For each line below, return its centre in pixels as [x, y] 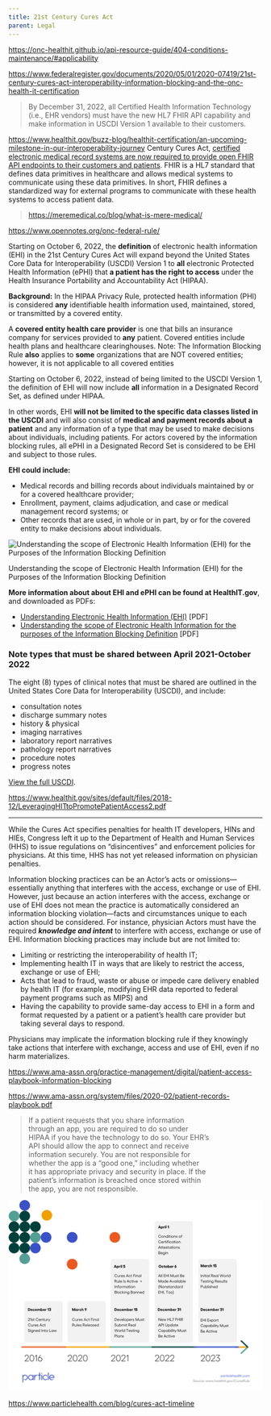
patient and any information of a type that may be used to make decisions [131, 428]
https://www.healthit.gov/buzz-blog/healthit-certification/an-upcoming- [128, 139]
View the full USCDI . [42, 781]
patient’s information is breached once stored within [115, 1180]
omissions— [217, 879]
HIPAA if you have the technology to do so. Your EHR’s [119, 1137]
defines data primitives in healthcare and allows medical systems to [121, 173]
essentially [26, 888]
